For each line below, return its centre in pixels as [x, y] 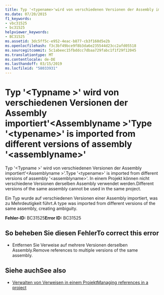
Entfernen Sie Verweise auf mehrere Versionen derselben [70, 245]
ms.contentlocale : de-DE [30, 59]
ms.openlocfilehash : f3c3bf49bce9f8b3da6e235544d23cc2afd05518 [71, 46]
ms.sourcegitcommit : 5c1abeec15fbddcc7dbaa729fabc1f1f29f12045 [71, 50]
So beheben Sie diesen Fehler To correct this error [82, 233]
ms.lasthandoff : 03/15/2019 [34, 64]
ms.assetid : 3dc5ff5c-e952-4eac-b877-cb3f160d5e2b [58, 41]
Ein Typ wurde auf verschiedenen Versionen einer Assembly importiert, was [81, 198]
